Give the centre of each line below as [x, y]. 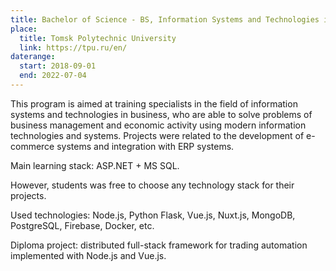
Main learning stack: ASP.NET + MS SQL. [95, 165]
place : [24, 29]
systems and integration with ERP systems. [145, 146]
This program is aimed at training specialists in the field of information [154, 103]
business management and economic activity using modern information [158, 125]
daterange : [33, 57]
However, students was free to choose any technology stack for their [152, 185]
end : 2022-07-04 [53, 76]
